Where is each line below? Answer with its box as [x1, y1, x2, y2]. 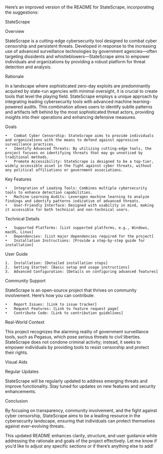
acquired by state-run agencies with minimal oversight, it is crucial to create [5, 88, 158, 94]
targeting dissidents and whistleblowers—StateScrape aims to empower [5, 53, 150, 59]
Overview [5, 28, 24, 34]
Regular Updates [5, 369, 39, 374]
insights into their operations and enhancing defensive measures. [5, 114, 137, 120]
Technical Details [5, 216, 40, 221]
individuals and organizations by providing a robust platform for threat [5, 59, 145, 64]
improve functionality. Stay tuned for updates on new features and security [5, 383, 156, 389]
